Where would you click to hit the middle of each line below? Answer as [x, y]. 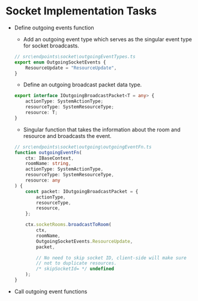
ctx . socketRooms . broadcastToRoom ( [68, 225]
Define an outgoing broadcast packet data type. [82, 85]
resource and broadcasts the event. [67, 136]
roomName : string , [48, 164]
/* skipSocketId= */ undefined [75, 269]
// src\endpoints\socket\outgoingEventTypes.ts [75, 56]
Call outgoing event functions [51, 291]
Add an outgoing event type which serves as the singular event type [108, 39]
